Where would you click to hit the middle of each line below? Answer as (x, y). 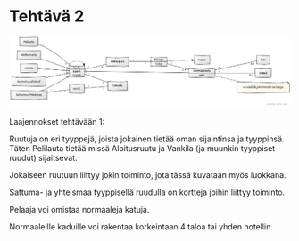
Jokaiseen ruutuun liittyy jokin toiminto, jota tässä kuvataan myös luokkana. (148, 174)
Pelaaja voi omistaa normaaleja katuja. (79, 209)
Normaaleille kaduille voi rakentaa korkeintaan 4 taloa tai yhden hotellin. (141, 226)
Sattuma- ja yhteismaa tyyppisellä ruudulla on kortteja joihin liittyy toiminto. (147, 192)
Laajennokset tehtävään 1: (57, 121)
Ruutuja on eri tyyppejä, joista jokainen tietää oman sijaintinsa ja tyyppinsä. (147, 139)
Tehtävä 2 (47, 16)
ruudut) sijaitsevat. (43, 157)
